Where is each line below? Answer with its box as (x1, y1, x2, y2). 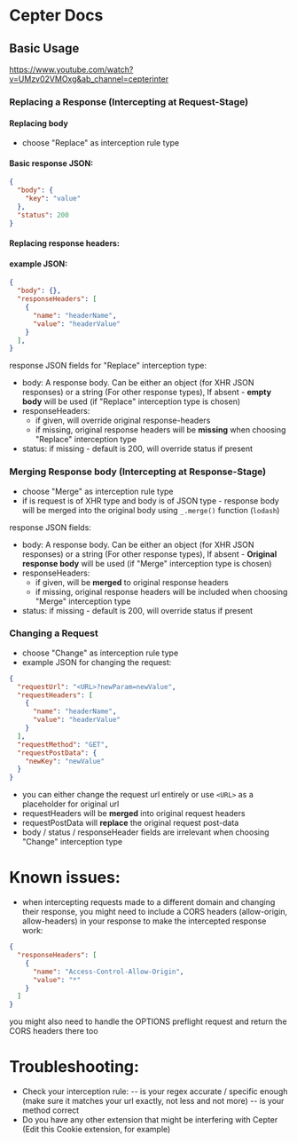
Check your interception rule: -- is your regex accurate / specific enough (21, 1086, 288, 1097)
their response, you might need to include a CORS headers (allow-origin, (21, 907, 288, 917)
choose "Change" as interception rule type (21, 647, 179, 658)
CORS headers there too (9, 1026, 99, 1036)
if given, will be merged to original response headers (35, 576, 229, 587)
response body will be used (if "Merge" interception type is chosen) (21, 558, 272, 568)
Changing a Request (9, 627, 99, 639)
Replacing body (9, 117, 68, 129)
